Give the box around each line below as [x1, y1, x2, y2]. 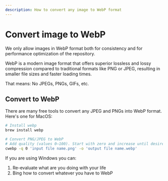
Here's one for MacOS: [5, 113, 52, 120]
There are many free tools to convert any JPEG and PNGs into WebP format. [5, 108, 162, 114]
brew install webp [5, 128, 43, 133]
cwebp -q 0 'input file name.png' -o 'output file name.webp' [5, 146, 137, 151]
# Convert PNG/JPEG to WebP [5, 137, 64, 142]
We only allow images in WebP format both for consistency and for [5, 45, 142, 51]
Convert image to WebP [5, 28, 106, 40]
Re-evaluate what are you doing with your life [12, 165, 106, 171]
